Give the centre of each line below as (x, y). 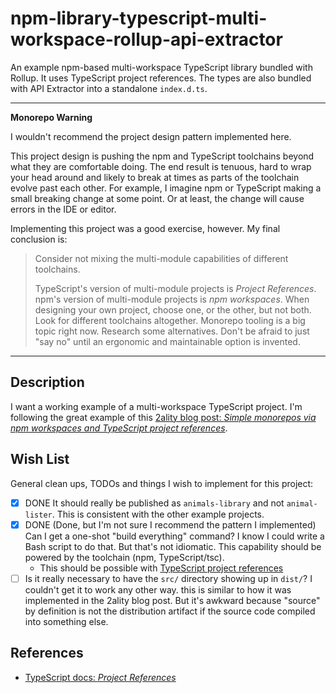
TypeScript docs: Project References (100, 677)
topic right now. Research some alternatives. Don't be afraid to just (172, 331)
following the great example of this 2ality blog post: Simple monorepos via (163, 417)
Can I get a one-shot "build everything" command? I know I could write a (174, 536)
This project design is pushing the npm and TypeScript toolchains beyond (162, 156)
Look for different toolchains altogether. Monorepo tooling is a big (170, 320)
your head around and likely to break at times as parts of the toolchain (155, 177)
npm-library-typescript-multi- (139, 18)
